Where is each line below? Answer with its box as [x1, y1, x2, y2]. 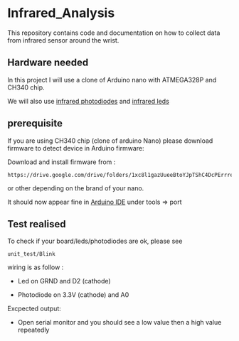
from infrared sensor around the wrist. [7, 36, 119, 44]
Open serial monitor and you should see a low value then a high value [17, 318, 222, 327]
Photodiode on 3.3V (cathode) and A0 [17, 291, 129, 299]
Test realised [7, 218, 66, 230]
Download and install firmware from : [7, 158, 116, 166]
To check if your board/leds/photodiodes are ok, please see [7, 237, 183, 246]
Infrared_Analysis [7, 5, 115, 21]
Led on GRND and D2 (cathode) [17, 277, 112, 286]
